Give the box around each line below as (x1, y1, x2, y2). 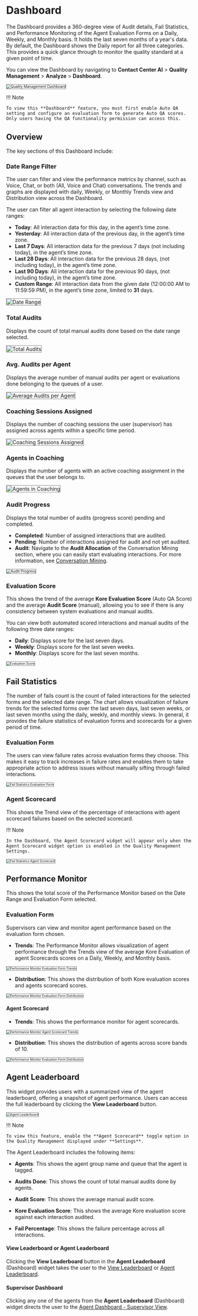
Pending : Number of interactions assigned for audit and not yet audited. (14, 538, 190, 545)
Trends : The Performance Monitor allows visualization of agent (14, 942, 169, 949)
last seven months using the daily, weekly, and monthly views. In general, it (6, 711, 189, 718)
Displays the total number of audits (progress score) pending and (6, 514, 165, 521)
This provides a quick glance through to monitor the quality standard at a (6, 48, 183, 55)
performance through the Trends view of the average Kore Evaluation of (14, 948, 190, 955)
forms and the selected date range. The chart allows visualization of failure (6, 699, 189, 706)
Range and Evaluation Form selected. (6, 896, 97, 903)
